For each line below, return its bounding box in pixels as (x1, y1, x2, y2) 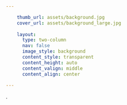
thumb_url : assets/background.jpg (17, 14, 105, 20)
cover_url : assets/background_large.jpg (17, 20, 121, 26)
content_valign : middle (21, 65, 83, 71)
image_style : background (21, 48, 86, 55)
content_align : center (21, 71, 80, 77)
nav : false (21, 43, 50, 49)
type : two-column (21, 37, 67, 43)
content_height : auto (21, 59, 78, 66)
